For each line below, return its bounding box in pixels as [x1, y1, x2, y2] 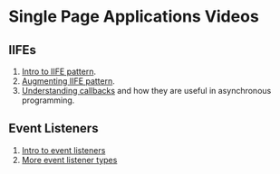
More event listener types [21, 154, 118, 165]
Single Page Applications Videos [8, 6, 259, 27]
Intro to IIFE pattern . [21, 66, 97, 77]
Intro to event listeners [21, 144, 106, 155]
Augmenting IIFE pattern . [21, 76, 115, 87]
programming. [21, 95, 75, 105]
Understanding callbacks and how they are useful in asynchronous [21, 86, 272, 96]
